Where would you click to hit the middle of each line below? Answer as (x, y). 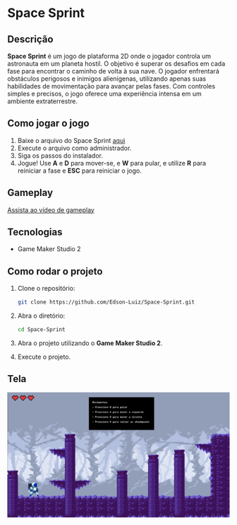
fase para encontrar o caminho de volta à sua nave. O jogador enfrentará (114, 71)
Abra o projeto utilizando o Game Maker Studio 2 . (90, 343)
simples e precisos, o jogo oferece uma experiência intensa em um (105, 94)
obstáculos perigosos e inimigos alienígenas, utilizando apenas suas (107, 79)
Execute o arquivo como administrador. (74, 148)
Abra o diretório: (41, 316)
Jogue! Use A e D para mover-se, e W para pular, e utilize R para (112, 163)
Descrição (30, 39)
